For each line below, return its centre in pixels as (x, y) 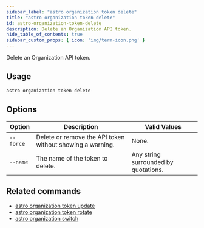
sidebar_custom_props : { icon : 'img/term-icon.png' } (76, 40)
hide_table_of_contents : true (45, 35)
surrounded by (153, 162)
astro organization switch (47, 219)
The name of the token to (72, 158)
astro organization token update (55, 206)
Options (22, 110)
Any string (146, 154)
